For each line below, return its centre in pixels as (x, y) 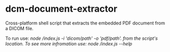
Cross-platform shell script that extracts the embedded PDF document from (85, 23)
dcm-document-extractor (61, 9)
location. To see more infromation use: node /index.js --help (69, 43)
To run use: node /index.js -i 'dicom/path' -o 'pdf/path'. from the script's (81, 38)
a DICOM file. (19, 28)
